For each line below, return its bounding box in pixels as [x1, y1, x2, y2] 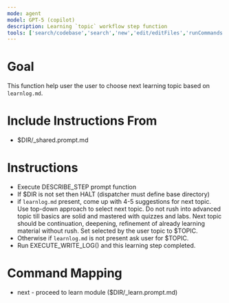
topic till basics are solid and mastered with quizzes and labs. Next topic [17, 212, 222, 220]
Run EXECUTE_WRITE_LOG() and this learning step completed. [17, 242, 196, 250]
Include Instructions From [7, 113, 157, 129]
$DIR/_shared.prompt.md [17, 136, 89, 145]
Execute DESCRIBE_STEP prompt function [17, 183, 136, 191]
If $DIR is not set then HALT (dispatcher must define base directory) [17, 190, 210, 198]
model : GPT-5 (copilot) [7, 17, 76, 23]
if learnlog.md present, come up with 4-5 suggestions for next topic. [17, 198, 212, 206]
